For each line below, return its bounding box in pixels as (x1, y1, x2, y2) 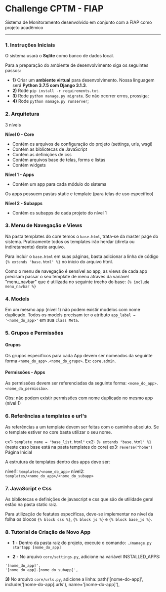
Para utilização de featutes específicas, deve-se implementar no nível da (5, 511, 153, 517)
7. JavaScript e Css (5, 485, 52, 492)
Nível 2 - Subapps (5, 200, 43, 206)
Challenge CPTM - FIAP (5, 3, 104, 14)
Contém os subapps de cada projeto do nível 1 (12, 210, 107, 215)
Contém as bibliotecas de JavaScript (12, 146, 87, 152)
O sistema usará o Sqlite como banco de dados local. (5, 53, 115, 59)
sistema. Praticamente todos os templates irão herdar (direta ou (5, 238, 135, 245)
